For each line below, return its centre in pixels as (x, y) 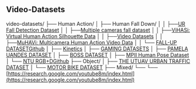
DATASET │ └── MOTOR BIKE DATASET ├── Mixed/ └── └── (82, 67)
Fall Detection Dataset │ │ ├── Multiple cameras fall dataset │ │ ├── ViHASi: (98, 30)
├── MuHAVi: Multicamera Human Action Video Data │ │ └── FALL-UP (92, 42)
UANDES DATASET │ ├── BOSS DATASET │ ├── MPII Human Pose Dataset (97, 54)
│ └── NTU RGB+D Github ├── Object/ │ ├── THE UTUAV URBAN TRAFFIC (98, 61)
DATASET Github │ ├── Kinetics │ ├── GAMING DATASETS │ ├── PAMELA (97, 49)
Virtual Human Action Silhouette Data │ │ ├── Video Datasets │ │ (85, 36)
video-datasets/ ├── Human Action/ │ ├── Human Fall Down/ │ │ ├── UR (96, 23)
